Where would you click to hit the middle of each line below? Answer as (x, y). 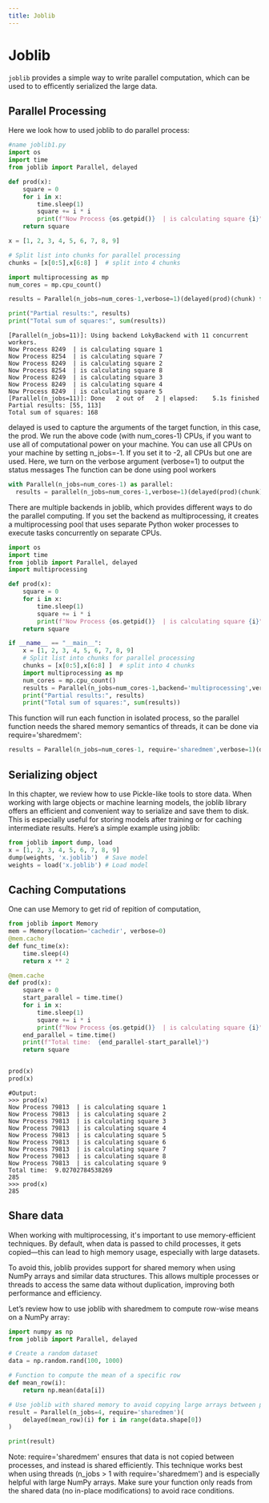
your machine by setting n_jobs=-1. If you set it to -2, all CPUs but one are (130, 453)
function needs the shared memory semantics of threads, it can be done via (133, 727)
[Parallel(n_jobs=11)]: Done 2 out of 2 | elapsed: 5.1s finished (134, 399)
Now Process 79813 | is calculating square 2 (87, 1114)
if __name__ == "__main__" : (55, 643)
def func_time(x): (39, 946)
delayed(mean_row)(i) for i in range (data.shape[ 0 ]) (112, 1420)
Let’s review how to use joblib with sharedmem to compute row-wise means (133, 1309)
